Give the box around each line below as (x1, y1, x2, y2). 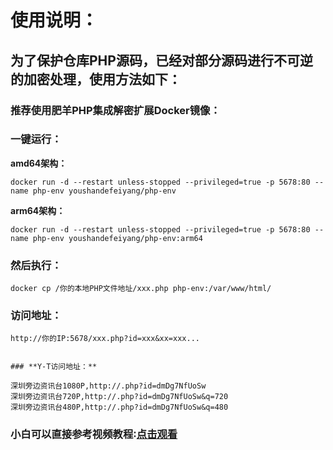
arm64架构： (10, 204, 66, 216)
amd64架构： (10, 157, 68, 169)
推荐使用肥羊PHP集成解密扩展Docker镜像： (10, 103, 221, 117)
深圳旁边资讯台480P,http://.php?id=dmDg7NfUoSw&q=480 (10, 402, 229, 413)
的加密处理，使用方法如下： (10, 71, 182, 88)
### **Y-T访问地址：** (10, 362, 98, 372)
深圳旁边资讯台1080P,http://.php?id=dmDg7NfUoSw (10, 381, 207, 391)
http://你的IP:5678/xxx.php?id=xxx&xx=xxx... (10, 334, 200, 344)
